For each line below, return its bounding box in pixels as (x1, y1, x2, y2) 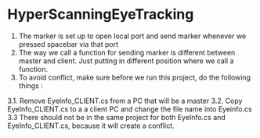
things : (18, 80, 44, 90)
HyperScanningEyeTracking (7, 5, 194, 23)
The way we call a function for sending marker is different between (18, 48, 236, 57)
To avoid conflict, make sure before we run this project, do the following (18, 73, 251, 82)
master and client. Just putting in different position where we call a (18, 56, 234, 65)
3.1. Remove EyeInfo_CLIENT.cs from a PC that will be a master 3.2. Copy (7, 96, 243, 105)
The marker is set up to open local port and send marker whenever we (18, 31, 247, 41)
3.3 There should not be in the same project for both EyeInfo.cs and (7, 112, 226, 122)
